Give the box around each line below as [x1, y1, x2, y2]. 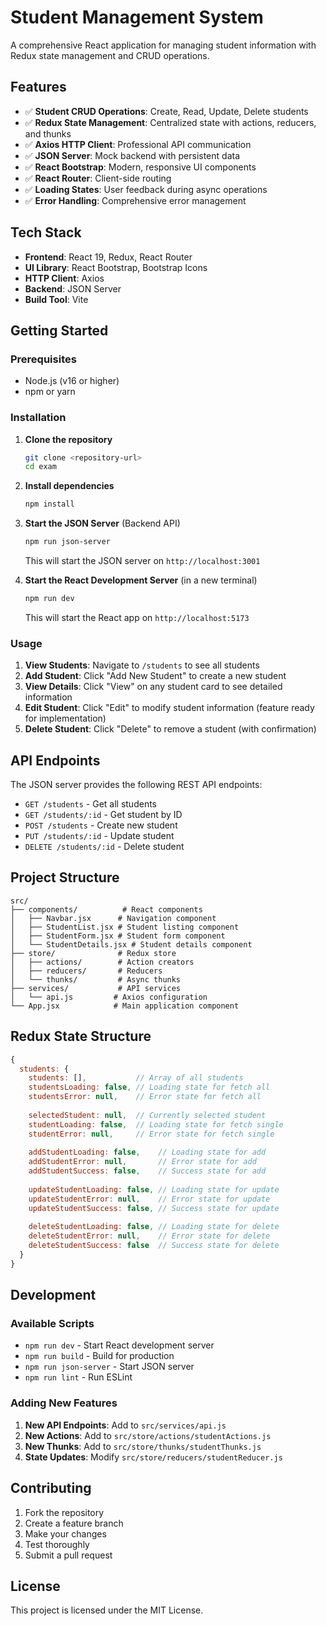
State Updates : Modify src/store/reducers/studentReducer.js [24, 1451, 283, 1463]
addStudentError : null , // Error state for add [28, 1157, 257, 1167]
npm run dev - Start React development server [24, 1339, 215, 1351]
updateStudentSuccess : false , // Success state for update [28, 1203, 280, 1213]
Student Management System [10, 6, 264, 29]
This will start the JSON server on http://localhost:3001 [24, 555, 261, 567]
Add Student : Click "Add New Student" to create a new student [24, 670, 287, 682]
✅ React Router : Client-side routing [24, 172, 172, 184]
